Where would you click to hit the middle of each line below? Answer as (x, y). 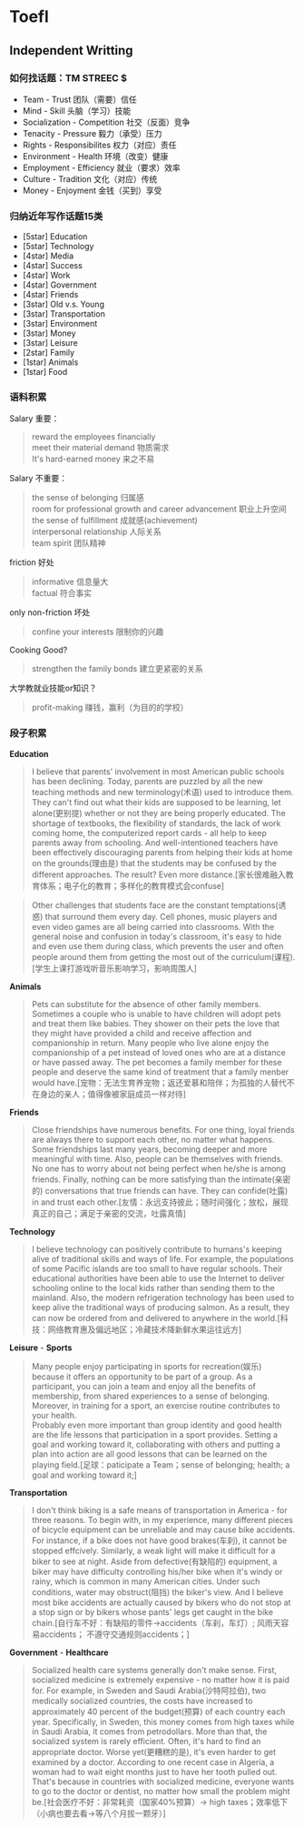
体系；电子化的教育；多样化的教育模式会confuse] (132, 885)
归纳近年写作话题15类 (56, 216)
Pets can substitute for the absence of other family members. (146, 1004)
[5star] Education (55, 237)
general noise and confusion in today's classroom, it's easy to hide (157, 936)
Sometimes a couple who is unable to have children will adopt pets (156, 1014)
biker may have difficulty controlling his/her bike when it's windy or (157, 1571)
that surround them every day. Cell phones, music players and (161, 916)
